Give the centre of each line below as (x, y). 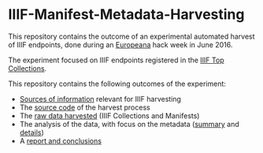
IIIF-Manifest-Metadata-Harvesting (126, 15)
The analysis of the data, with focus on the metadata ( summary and (130, 124)
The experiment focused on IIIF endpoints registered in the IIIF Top (116, 60)
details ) (32, 132)
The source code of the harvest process (85, 107)
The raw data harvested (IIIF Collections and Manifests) (109, 115)
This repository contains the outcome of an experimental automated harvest (131, 36)
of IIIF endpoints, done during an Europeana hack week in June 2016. (120, 44)
